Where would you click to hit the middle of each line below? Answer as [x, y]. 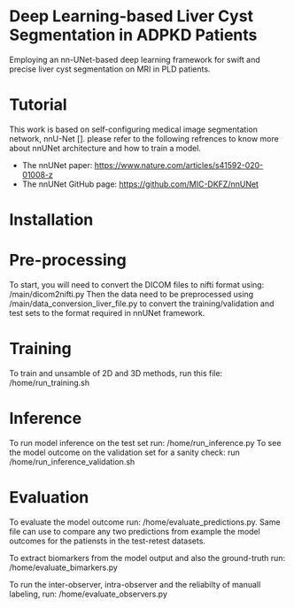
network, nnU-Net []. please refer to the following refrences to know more [144, 138]
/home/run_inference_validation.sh [72, 461]
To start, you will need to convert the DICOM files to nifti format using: [137, 285]
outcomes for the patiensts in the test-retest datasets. [108, 541]
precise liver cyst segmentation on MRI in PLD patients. [110, 69]
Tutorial [39, 105]
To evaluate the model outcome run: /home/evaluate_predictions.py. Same [145, 522]
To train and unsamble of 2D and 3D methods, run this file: [116, 373]
